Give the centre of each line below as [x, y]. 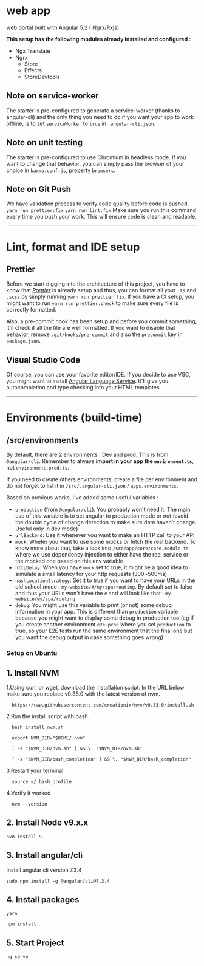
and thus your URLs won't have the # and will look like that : [89, 594]
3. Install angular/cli [45, 855]
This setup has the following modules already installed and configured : [99, 39]
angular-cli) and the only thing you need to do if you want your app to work [100, 117]
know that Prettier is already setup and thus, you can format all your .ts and [101, 290]
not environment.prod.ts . [38, 468]
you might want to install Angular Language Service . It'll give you [87, 381]
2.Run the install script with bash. [48, 716]
